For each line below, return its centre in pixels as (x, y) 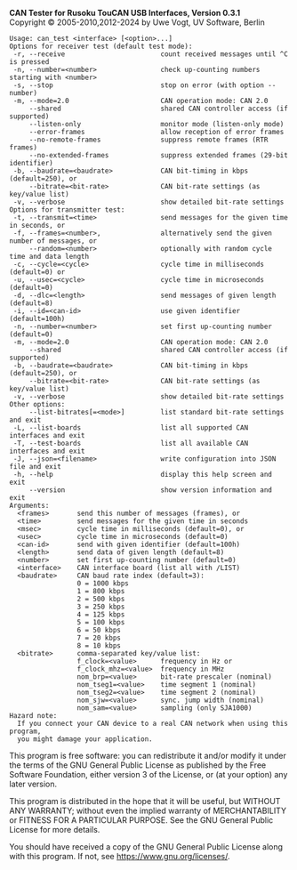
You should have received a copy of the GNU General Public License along (146, 847)
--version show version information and (151, 490)
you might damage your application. (85, 739)
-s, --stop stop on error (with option (139, 85)
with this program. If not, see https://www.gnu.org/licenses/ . (120, 856)
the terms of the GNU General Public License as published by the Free (138, 765)
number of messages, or (53, 241)
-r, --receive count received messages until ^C (151, 54)
